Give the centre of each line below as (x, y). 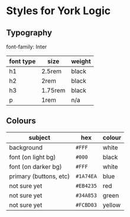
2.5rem (51, 71)
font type (22, 61)
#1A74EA (87, 176)
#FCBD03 (87, 205)
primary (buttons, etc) (40, 176)
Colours (21, 121)
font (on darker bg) (35, 166)
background (26, 147)
